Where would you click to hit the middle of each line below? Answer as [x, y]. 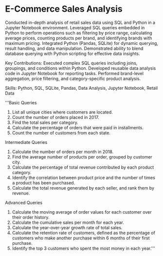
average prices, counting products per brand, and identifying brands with [79, 38]
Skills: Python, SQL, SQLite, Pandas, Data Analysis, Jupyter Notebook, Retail [81, 88]
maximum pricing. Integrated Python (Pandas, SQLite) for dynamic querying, [82, 43]
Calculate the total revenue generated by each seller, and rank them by [83, 188]
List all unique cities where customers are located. [62, 112]
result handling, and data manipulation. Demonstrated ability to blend [74, 48]
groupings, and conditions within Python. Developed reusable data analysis [81, 68]
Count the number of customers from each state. [61, 133]
